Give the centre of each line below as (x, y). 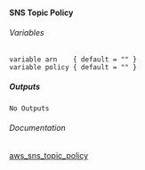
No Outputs (29, 108)
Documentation (38, 128)
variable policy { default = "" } (73, 67)
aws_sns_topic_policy (49, 155)
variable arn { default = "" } (73, 59)
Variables (27, 33)
